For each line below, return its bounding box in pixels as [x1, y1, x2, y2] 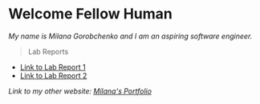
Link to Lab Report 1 [19, 62, 86, 72]
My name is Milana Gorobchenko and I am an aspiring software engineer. [8, 31, 253, 41]
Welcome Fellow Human [8, 5, 173, 23]
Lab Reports [27, 46, 69, 56]
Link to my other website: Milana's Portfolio [8, 86, 152, 96]
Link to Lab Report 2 [19, 70, 87, 80]
